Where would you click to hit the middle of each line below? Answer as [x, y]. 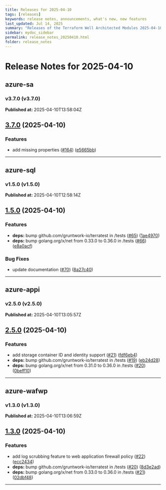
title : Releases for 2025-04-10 [38, 10]
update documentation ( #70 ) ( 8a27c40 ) [53, 269]
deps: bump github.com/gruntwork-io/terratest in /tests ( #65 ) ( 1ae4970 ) [86, 235]
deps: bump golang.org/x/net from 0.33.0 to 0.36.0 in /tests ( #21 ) [79, 472]
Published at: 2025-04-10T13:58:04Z [43, 109]
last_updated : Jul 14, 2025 [34, 24]
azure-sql [21, 170]
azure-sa [19, 85]
